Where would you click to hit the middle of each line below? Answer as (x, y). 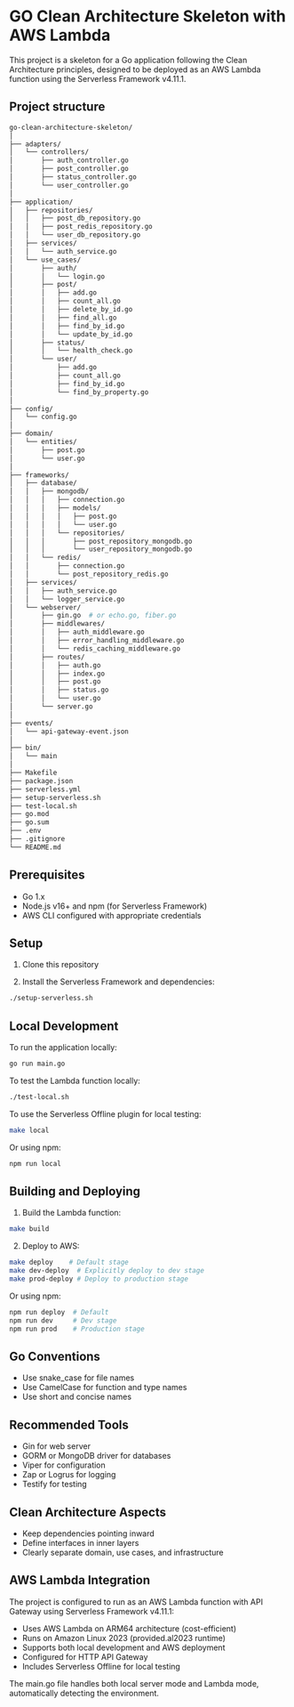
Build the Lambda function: (72, 1213)
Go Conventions (55, 1356)
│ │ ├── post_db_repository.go (75, 218)
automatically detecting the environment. (84, 1693)
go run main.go (37, 1064)
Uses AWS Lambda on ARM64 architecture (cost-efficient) (129, 1628)
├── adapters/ (36, 144)
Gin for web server (56, 1446)
